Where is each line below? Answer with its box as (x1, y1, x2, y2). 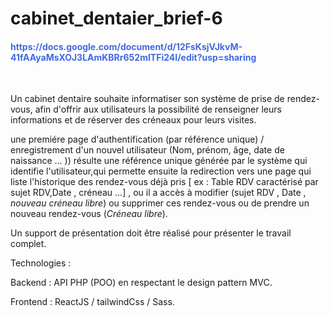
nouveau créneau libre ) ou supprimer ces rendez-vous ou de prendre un (10, 197, 310, 209)
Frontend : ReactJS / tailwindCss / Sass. (10, 296, 175, 308)
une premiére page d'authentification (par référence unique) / (10, 133, 265, 146)
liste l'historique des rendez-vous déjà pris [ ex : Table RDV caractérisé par (10, 176, 319, 188)
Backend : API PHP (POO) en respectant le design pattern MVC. (10, 277, 273, 289)
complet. (10, 238, 47, 250)
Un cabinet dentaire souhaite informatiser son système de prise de (10, 93, 285, 105)
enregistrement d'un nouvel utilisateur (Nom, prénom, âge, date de (10, 144, 285, 156)
